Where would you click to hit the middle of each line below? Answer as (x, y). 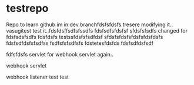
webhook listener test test (38, 77)
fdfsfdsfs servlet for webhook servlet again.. (60, 54)
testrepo (27, 8)
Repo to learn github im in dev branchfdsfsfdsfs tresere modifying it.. (90, 24)
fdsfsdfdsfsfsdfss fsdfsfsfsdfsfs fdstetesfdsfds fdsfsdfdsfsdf (80, 43)
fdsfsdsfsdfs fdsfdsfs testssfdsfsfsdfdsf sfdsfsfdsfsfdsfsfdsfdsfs (85, 37)
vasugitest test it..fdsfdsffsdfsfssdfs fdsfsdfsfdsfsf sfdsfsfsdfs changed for (97, 30)
